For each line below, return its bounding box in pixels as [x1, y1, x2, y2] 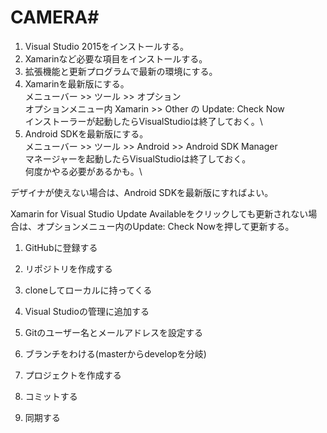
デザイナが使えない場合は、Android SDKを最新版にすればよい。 [10, 186, 274, 198]
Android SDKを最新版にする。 [24, 127, 149, 140]
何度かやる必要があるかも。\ [24, 165, 143, 177]
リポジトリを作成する [24, 262, 113, 275]
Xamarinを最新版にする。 [24, 77, 130, 90]
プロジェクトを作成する [24, 369, 122, 381]
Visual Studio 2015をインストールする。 [24, 40, 189, 52]
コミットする [24, 390, 78, 402]
